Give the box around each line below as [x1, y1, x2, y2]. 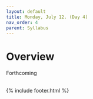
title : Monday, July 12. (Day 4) [6, 14, 88, 20]
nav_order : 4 [6, 19, 38, 25]
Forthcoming [6, 70, 37, 77]
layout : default [6, 8, 46, 15]
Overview [6, 50, 55, 63]
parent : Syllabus [6, 25, 49, 31]
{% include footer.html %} [6, 87, 69, 94]
